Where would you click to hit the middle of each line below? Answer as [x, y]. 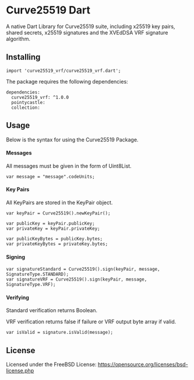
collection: [26, 108]
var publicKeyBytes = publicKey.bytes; [54, 239]
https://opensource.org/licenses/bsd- [143, 365]
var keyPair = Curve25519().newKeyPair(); [58, 213]
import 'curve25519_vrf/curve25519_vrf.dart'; [64, 71]
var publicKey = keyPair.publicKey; [50, 223]
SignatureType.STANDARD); [37, 274]
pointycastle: [28, 102]
